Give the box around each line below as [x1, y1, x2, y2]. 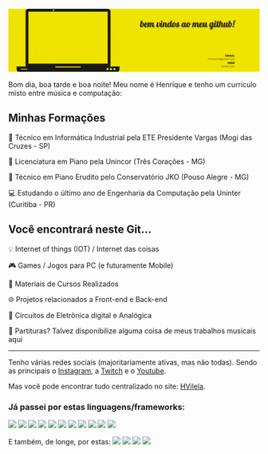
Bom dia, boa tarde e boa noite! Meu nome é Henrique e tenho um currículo [8, 80, 257, 89]
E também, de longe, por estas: [8, 436, 112, 446]
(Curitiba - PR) [8, 199, 56, 209]
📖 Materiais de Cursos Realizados [8, 279, 119, 289]
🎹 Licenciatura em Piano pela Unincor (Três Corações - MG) [8, 157, 206, 166]
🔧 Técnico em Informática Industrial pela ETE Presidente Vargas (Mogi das [8, 133, 253, 142]
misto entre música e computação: [8, 89, 122, 98]
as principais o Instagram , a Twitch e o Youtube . [8, 365, 167, 376]
